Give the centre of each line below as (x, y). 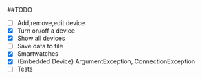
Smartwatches (37, 54)
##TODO (20, 10)
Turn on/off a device (46, 31)
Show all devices (41, 38)
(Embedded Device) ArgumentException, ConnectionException (106, 61)
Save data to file (40, 46)
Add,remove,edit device (51, 23)
